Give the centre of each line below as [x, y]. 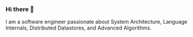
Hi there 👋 [20, 9]
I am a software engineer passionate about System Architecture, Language [97, 22]
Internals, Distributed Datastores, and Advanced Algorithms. [78, 28]
